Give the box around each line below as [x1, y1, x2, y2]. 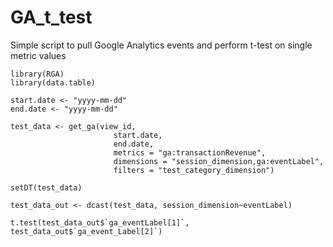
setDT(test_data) [10, 182, 83, 193]
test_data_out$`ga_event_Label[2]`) [10, 226, 163, 236]
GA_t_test [10, 6, 93, 29]
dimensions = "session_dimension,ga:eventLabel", [113, 156, 325, 166]
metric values [10, 49, 67, 61]
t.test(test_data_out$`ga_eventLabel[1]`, [10, 217, 190, 228]
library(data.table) [10, 77, 97, 88]
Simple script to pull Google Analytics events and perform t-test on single [10, 39, 313, 51]
